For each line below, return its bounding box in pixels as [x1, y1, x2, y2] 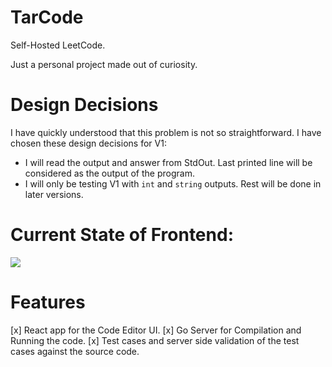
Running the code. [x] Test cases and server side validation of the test [10, 334, 300, 346]
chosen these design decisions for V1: [10, 137, 167, 149]
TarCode [10, 6, 84, 29]
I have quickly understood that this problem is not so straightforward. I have [10, 126, 322, 138]
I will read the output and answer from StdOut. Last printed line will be [24, 156, 313, 168]
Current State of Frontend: [10, 224, 234, 246]
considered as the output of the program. [24, 167, 195, 179]
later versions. [24, 188, 84, 200]
